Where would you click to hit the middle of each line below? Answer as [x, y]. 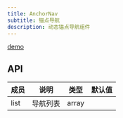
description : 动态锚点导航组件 [49, 27]
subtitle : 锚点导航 [34, 20]
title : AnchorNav [33, 14]
